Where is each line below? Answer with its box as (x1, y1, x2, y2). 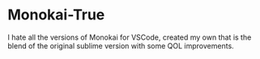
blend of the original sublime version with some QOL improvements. (7, 40, 234, 50)
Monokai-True (7, 6, 105, 24)
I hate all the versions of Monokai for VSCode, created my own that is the (7, 32, 252, 42)
